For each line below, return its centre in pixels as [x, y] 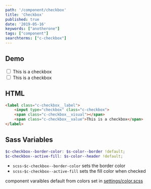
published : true [22, 19]
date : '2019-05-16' [26, 24]
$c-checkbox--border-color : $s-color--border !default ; [65, 152]
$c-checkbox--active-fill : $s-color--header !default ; [64, 156]
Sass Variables [29, 140]
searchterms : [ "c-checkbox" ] [36, 39]
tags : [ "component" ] [27, 33]
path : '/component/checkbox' [36, 10]
